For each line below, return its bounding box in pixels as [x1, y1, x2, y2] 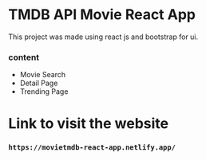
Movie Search [19, 70, 66, 80]
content [8, 52, 40, 63]
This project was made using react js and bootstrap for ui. [8, 32, 198, 41]
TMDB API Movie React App [8, 6, 196, 24]
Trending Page [19, 87, 69, 96]
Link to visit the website [8, 115, 169, 133]
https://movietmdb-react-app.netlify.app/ [8, 143, 176, 152]
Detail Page [19, 78, 58, 88]
